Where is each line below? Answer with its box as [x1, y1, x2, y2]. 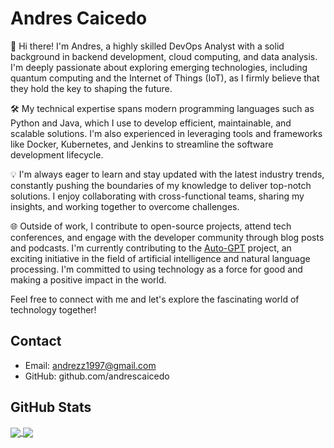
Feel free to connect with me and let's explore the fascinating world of [10, 293, 300, 305]
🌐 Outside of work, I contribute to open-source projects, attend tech [10, 220, 292, 232]
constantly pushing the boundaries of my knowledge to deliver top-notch [10, 179, 312, 191]
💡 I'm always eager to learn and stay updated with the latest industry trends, [10, 168, 325, 180]
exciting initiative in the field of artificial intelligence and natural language [10, 252, 311, 264]
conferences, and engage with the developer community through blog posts [10, 231, 325, 243]
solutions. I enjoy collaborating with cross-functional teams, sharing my [10, 190, 305, 202]
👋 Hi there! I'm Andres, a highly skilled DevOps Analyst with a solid [10, 40, 285, 52]
